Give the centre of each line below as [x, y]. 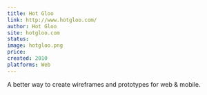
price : [17, 52]
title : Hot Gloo [30, 13]
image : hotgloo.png [35, 45]
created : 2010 [28, 59]
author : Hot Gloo [32, 26]
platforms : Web [29, 65]
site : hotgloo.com [33, 33]
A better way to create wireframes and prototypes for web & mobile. [104, 84]
